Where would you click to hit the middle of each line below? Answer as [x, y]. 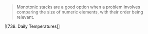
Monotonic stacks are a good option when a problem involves [78, 7]
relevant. [25, 17]
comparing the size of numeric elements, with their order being [80, 12]
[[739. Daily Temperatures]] [32, 26]
